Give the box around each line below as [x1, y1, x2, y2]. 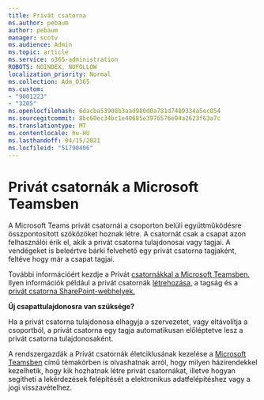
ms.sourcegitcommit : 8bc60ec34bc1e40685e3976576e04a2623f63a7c [8, 115, 221, 123]
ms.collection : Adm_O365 [8, 77, 90, 85]
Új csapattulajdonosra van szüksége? [8, 302, 135, 311]
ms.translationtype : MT [8, 122, 87, 130]
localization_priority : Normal [8, 70, 111, 78]
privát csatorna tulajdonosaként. [8, 334, 113, 344]
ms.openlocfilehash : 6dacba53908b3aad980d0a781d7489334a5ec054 [8, 108, 221, 115]
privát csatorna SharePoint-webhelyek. [8, 286, 136, 296]
